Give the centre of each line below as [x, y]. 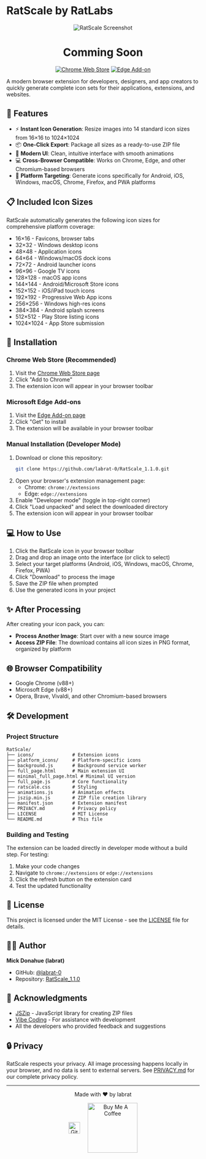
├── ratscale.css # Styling [52, 787]
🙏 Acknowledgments [47, 998]
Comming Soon [103, 52]
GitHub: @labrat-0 [38, 972]
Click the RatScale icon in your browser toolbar [74, 551]
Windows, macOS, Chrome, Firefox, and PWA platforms [85, 182]
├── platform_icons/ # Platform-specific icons [74, 760]
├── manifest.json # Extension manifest [67, 803]
